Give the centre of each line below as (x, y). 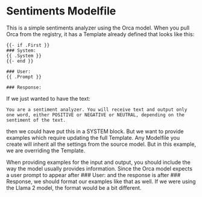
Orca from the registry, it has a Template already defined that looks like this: (100, 34)
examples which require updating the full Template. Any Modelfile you (93, 137)
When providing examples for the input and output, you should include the (99, 162)
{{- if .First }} (28, 45)
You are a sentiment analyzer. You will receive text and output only (97, 110)
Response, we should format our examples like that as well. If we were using (101, 181)
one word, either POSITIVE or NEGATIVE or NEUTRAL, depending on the (96, 115)
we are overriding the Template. (46, 150)
